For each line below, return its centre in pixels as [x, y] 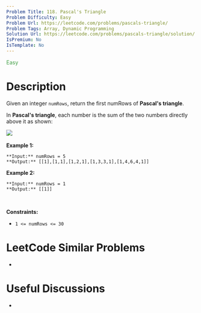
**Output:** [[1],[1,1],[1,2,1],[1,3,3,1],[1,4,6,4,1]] [78, 162]
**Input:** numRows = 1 [36, 184]
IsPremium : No [24, 40]
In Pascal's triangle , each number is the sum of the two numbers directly [97, 115]
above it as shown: [29, 121]
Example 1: [20, 145]
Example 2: [20, 172]
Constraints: [22, 211]
